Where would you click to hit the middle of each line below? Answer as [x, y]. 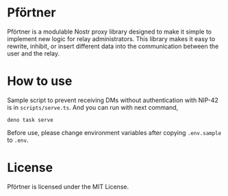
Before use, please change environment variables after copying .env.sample [114, 132]
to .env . [18, 140]
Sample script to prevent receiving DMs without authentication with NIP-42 [113, 100]
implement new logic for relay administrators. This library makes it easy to [111, 38]
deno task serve [30, 120]
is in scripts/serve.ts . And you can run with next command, [93, 107]
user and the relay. [34, 53]
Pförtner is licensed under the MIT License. [68, 186]
